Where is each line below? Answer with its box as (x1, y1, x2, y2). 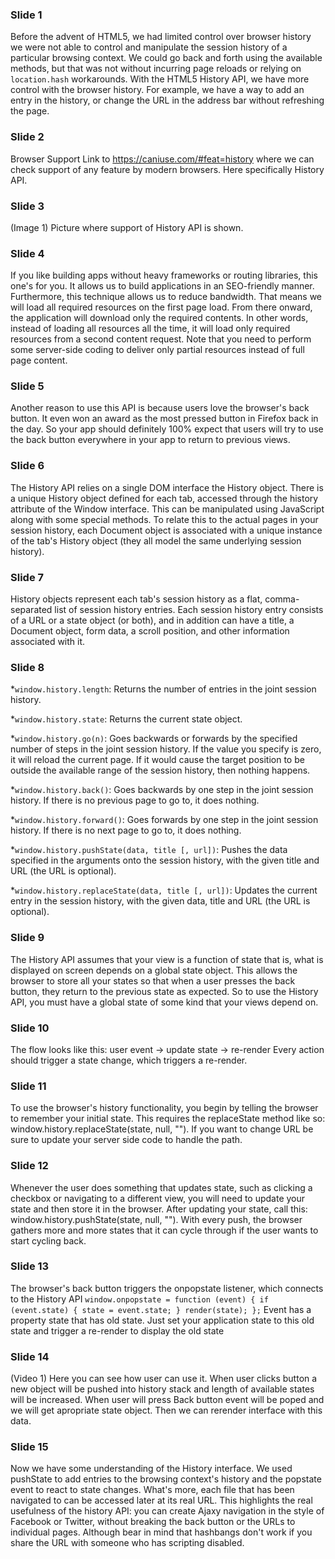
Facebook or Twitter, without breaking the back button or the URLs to (10, 1516, 296, 1528)
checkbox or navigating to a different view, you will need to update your (10, 1192, 306, 1204)
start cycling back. (10, 1234, 87, 1247)
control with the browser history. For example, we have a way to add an (10, 84, 305, 96)
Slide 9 (10, 931, 45, 945)
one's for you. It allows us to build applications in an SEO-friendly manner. (10, 280, 315, 292)
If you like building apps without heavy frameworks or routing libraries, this (10, 269, 318, 282)
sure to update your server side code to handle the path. (10, 1134, 243, 1146)
